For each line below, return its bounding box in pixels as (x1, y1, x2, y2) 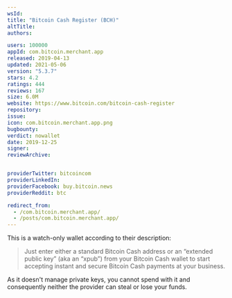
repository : (7, 107, 42, 114)
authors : (7, 29, 33, 37)
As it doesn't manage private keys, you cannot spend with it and (7, 275, 190, 284)
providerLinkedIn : (7, 177, 60, 184)
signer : (7, 145, 30, 152)
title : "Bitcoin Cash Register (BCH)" (7, 17, 119, 24)
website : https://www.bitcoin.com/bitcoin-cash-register (7, 100, 175, 107)
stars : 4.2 (7, 74, 39, 81)
